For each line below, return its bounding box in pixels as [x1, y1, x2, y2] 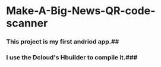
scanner [6, 16, 48, 30]
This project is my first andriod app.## [6, 38, 119, 46]
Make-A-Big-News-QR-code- [6, 4, 156, 18]
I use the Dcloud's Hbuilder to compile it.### [6, 53, 138, 62]
